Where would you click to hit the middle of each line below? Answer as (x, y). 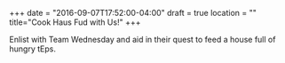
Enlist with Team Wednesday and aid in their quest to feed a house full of (142, 39)
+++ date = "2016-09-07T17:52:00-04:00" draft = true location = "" (133, 13)
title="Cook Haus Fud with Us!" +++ (75, 22)
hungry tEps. (32, 49)
